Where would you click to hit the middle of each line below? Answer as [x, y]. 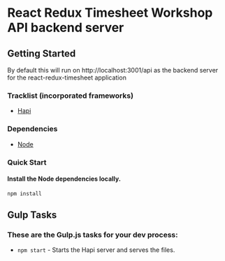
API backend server [66, 28]
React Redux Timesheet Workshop [110, 13]
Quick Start [27, 162]
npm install [24, 193]
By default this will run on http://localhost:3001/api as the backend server [113, 70]
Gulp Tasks [32, 215]
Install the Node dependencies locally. [64, 179]
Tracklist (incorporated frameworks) [71, 96]
